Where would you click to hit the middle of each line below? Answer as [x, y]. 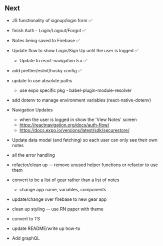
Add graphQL [26, 238]
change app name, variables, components [63, 189]
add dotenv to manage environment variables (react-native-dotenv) [81, 100]
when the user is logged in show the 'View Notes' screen [78, 119]
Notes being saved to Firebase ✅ [46, 40]
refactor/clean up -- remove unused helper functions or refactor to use [85, 165]
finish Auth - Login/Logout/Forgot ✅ [49, 30]
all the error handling [33, 155]
